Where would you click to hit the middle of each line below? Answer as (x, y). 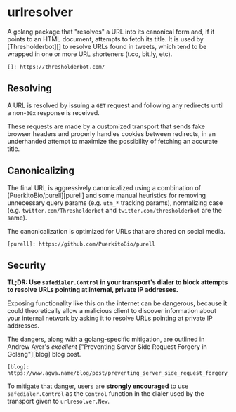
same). (17, 218)
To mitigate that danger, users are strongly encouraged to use (98, 386)
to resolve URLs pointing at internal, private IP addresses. (93, 290)
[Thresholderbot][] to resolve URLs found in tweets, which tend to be (107, 46)
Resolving (30, 88)
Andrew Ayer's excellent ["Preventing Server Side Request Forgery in (107, 347)
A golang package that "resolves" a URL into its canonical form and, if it (111, 32)
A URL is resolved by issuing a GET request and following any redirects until (116, 105)
